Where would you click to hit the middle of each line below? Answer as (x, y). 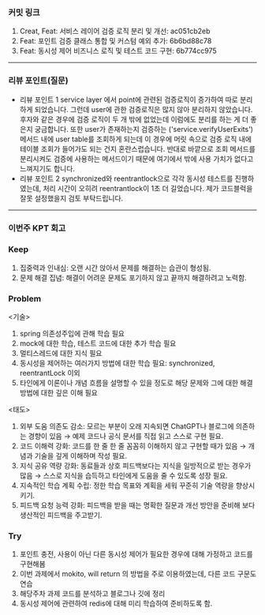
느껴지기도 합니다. (47, 168)
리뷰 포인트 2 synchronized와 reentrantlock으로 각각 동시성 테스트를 (126, 178)
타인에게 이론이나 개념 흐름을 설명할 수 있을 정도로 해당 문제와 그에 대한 (129, 383)
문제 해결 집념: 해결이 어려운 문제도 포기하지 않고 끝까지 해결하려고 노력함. (133, 277)
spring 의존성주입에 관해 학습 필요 (72, 334)
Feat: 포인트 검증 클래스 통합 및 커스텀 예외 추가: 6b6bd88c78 (116, 41)
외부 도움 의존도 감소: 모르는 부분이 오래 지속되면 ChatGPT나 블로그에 (127, 426)
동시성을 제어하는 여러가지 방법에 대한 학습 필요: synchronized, (117, 363)
